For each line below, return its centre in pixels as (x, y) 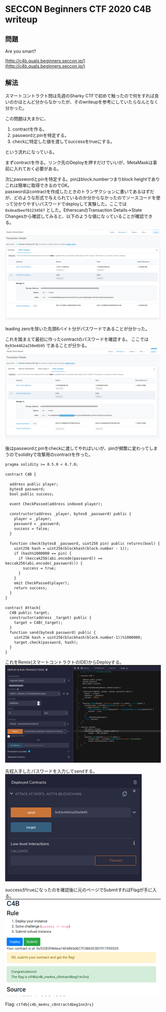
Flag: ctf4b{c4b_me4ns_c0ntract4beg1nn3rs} (49, 1004)
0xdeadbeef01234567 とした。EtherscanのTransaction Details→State (74, 210)
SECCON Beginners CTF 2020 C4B (78, 9)
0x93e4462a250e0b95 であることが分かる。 (47, 346)
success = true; (40, 569)
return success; (31, 588)
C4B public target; (30, 613)
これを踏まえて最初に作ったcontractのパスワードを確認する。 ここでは (77, 339)
